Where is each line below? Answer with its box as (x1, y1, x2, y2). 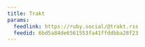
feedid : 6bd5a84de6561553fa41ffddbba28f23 (13, 29, 139, 37)
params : (7, 17, 30, 23)
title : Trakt (7, 10, 45, 17)
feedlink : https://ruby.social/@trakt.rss (13, 23, 139, 30)
